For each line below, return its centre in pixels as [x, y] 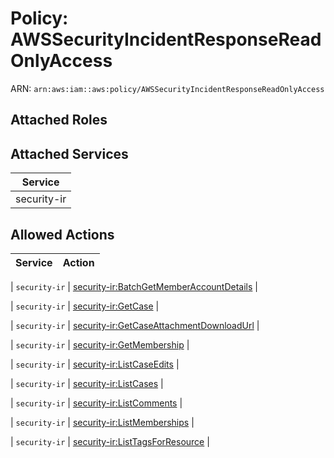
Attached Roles [59, 120]
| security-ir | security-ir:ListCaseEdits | [95, 364]
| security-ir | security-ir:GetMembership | [100, 344]
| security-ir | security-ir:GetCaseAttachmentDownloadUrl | [135, 325]
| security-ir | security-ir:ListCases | [87, 383]
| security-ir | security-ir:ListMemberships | [102, 422]
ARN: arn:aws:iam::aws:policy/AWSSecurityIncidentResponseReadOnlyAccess [167, 88]
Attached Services [69, 153]
